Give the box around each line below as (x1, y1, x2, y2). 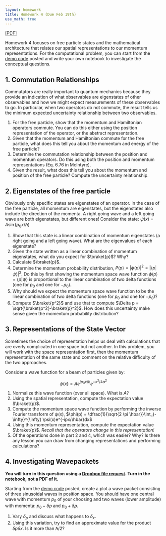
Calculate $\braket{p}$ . (12, 259, 61, 265)
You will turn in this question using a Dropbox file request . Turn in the (5, 470, 150, 476)
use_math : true (5, 16, 37, 21)
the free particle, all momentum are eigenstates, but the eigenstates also (5, 205, 154, 211)
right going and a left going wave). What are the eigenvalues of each (12, 238, 153, 244)
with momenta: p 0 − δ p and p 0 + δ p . (5, 503, 79, 510)
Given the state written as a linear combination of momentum (12, 248, 137, 254)
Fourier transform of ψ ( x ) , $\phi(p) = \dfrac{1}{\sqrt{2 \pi (12, 411, 128, 417)
